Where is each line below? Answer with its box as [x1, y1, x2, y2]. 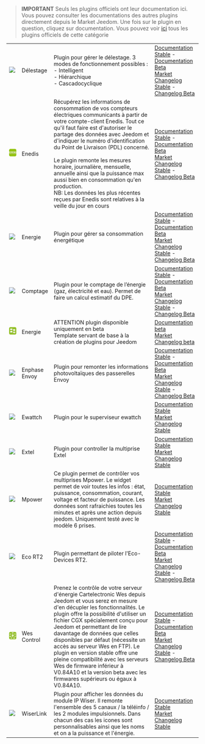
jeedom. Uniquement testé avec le [54, 515, 140, 523]
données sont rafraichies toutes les [54, 502, 142, 510]
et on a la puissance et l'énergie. [54, 729, 135, 737]
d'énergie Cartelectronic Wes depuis [54, 590, 146, 598]
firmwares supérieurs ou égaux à [54, 675, 137, 683]
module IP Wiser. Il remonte [54, 697, 123, 704]
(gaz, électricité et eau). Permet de [54, 288, 142, 294]
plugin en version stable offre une [54, 649, 138, 657]
